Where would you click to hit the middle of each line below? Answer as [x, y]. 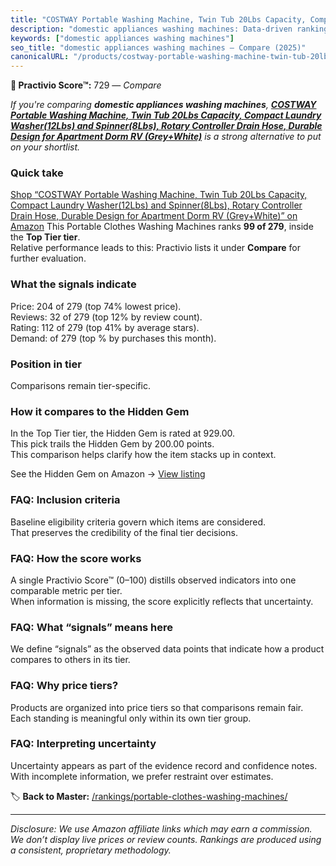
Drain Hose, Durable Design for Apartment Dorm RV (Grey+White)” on [154, 216]
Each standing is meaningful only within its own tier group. [131, 718]
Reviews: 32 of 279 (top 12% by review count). [106, 317]
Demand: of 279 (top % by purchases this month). [113, 338]
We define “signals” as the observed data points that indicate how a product [167, 649]
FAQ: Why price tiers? [64, 686]
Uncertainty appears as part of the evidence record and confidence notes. [164, 765]
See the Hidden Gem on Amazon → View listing [108, 474]
